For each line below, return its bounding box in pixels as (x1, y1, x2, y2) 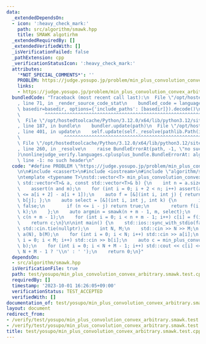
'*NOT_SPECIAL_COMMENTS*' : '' (17, 72, 95, 78)
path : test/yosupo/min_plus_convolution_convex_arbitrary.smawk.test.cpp (12, 271, 204, 278)
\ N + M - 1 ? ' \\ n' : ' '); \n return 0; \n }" (17, 248, 144, 254)
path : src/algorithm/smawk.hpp (17, 26, 97, 32)
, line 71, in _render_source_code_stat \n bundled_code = (17, 100, 177, 106)
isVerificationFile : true (12, 266, 78, 272)
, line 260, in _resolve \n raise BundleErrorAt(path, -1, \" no (17, 145, 191, 152)
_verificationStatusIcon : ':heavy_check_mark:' (12, 60, 136, 66)
